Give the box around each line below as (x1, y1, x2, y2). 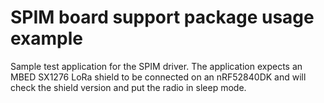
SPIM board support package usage (10, 6, 315, 29)
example (10, 27, 84, 50)
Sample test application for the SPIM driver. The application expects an (10, 60, 303, 72)
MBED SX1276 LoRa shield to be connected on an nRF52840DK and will (10, 71, 307, 83)
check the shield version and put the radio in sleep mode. (10, 81, 247, 93)
